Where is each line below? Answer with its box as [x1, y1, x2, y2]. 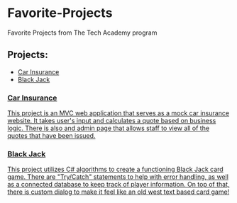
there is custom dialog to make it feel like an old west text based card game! [7, 187, 230, 196]
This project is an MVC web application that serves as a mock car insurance [7, 109, 229, 117]
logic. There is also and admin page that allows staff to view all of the [7, 124, 210, 132]
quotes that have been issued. [7, 132, 96, 140]
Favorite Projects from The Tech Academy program [7, 28, 158, 37]
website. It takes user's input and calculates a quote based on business [7, 117, 216, 125]
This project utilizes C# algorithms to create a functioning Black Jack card [7, 165, 224, 174]
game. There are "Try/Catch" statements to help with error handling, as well [7, 173, 229, 181]
